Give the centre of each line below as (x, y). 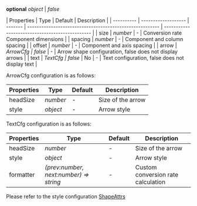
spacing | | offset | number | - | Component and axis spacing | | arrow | (91, 45)
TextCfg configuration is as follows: (49, 124)
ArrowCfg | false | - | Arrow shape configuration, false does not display (92, 52)
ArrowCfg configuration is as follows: (51, 75)
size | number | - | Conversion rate (140, 33)
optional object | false (33, 9)
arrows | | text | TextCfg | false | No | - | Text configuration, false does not (95, 58)
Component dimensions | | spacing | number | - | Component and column (95, 39)
